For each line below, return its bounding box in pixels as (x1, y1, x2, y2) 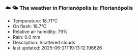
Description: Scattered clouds (12, 40, 75, 46)
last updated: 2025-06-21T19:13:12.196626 (12, 45, 102, 51)
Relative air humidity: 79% (12, 29, 68, 35)
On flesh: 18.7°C (12, 23, 47, 30)
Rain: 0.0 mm (12, 34, 41, 40)
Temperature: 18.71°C (12, 18, 58, 24)
